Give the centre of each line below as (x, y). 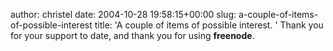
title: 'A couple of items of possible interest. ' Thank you (209, 25)
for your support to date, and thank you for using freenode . (132, 35)
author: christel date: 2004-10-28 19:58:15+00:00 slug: (123, 14)
